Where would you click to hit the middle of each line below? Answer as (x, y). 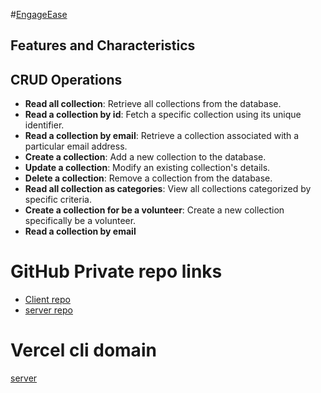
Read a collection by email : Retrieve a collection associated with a (162, 136)
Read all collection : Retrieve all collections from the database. (153, 104)
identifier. (44, 125)
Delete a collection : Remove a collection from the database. (148, 178)
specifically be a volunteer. (80, 221)
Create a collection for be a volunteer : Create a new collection (154, 210)
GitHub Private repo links (116, 271)
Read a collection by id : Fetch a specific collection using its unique (163, 115)
